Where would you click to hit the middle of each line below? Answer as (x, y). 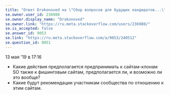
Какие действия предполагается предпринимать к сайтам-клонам (85, 66)
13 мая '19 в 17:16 (24, 57)
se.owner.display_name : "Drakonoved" (45, 19)
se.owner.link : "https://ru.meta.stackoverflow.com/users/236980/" (78, 24)
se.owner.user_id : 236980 (32, 15)
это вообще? (26, 77)
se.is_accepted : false (29, 29)
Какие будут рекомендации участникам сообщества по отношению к (88, 82)
